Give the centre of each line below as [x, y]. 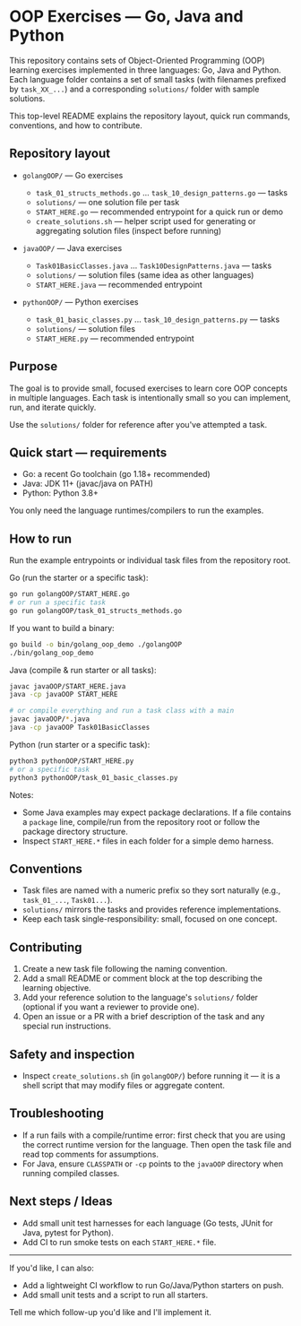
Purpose [34, 366]
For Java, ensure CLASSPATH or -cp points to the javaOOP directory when [153, 1164]
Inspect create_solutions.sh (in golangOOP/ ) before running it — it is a [151, 1076]
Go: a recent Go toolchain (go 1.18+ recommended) [116, 474]
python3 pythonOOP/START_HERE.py [72, 761]
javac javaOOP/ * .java [50, 719]
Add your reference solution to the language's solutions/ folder [140, 998]
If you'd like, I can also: [52, 1268]
